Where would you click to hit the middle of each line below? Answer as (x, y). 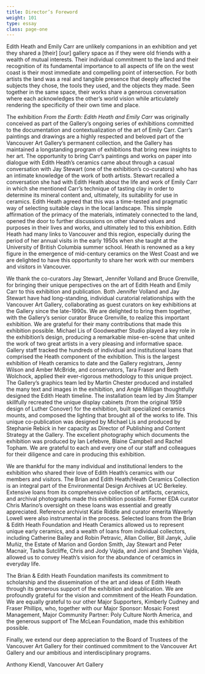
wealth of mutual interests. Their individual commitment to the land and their (102, 59)
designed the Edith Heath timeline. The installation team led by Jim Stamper (102, 396)
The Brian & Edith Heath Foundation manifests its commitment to (88, 576)
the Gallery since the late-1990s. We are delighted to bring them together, (99, 311)
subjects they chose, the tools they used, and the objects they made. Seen (100, 86)
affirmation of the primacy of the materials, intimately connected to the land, (102, 214)
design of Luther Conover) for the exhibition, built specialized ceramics (96, 409)
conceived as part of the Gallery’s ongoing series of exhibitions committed (100, 124)
